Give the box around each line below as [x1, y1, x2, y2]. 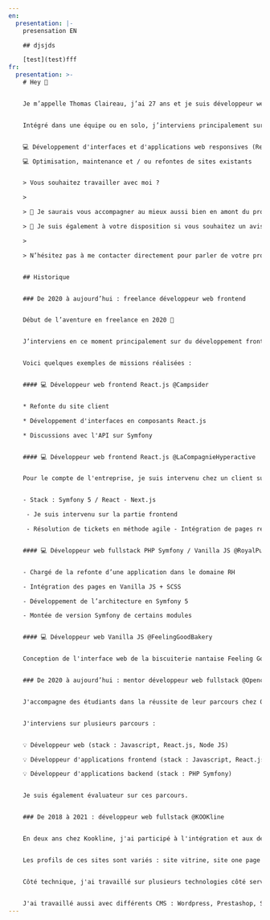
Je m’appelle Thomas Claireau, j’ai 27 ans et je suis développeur [22, 100, 253, 108]
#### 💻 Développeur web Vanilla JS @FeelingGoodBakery [22, 633, 213, 642]
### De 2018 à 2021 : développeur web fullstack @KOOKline [22, 813, 225, 821]
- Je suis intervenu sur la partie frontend [26, 511, 178, 519]
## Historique [22, 273, 70, 281]
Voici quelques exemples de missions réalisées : [22, 359, 193, 368]
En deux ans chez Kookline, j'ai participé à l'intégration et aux [22, 835, 253, 843]
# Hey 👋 [22, 78, 48, 86]
